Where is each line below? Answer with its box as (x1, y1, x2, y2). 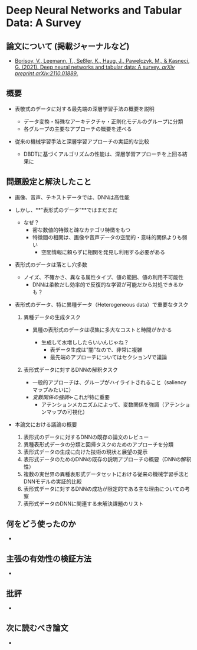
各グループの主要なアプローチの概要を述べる (23, 125, 132, 132)
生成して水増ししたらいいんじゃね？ (41, 339, 129, 346)
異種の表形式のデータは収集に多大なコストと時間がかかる (32, 326, 172, 333)
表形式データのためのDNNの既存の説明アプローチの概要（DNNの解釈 (23, 455, 192, 462)
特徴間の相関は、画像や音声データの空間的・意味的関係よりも (32, 233, 183, 240)
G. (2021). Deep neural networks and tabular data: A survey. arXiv (14, 63, 175, 70)
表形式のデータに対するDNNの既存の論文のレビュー (23, 433, 149, 440)
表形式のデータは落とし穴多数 (14, 261, 87, 268)
